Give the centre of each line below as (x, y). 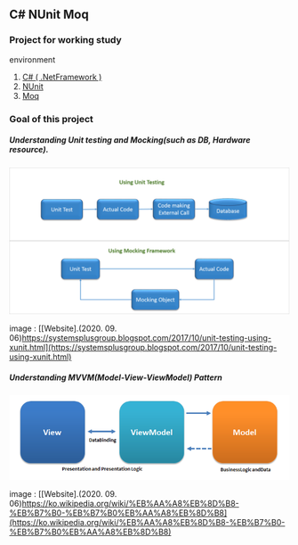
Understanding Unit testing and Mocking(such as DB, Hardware (130, 140)
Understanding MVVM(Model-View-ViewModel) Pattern (116, 377)
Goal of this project (51, 119)
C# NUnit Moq (49, 15)
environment (32, 59)
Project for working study (65, 40)
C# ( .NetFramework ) (62, 77)
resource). (29, 150)
